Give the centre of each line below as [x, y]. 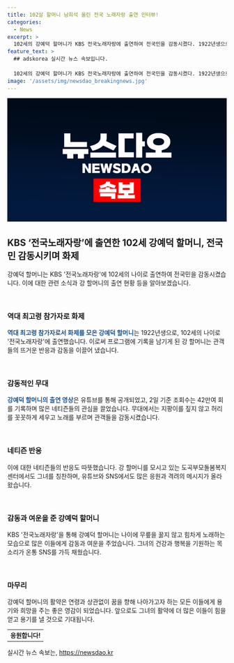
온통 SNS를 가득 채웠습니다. [63, 552]
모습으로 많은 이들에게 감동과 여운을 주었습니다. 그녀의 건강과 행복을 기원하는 [111, 543]
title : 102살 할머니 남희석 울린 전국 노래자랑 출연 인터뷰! [83, 15]
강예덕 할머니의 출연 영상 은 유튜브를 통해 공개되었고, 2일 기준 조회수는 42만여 [112, 400]
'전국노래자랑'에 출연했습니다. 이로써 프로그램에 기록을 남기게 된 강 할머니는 [109, 341]
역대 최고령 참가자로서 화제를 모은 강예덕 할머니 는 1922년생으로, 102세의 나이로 [114, 333]
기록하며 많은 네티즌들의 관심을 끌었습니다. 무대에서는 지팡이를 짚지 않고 [112, 409]
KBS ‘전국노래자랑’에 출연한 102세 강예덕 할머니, [106, 243]
